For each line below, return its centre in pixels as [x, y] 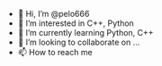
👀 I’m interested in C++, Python [76, 23]
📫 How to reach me [55, 52]
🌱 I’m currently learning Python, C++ [86, 33]
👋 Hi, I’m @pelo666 [54, 14]
